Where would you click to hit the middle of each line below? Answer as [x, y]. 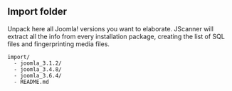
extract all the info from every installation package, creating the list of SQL [116, 36]
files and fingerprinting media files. [59, 44]
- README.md [32, 82]
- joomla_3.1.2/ [38, 63]
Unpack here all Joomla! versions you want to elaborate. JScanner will [110, 28]
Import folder [37, 12]
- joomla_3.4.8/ [38, 69]
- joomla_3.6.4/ [38, 75]
